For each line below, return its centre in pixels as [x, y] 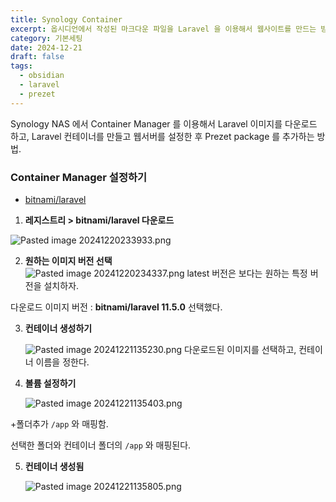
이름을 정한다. [62, 362]
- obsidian [42, 76]
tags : [21, 66]
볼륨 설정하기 [50, 383]
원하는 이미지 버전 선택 [68, 260]
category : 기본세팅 [46, 38]
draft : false [37, 57]
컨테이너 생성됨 [54, 466]
